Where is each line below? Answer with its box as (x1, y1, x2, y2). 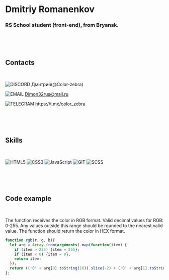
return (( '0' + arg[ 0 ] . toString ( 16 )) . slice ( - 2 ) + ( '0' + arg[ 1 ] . (10, 266, 150, 271)
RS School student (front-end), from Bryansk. (5, 22, 119, 29)
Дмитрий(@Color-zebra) (31, 82, 83, 88)
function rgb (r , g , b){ (5, 238, 55, 243)
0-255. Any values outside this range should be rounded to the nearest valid (5, 223, 163, 229)
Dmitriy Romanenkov (5, 4, 95, 15)
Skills (5, 136, 23, 145)
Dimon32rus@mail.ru (25, 91, 69, 97)
